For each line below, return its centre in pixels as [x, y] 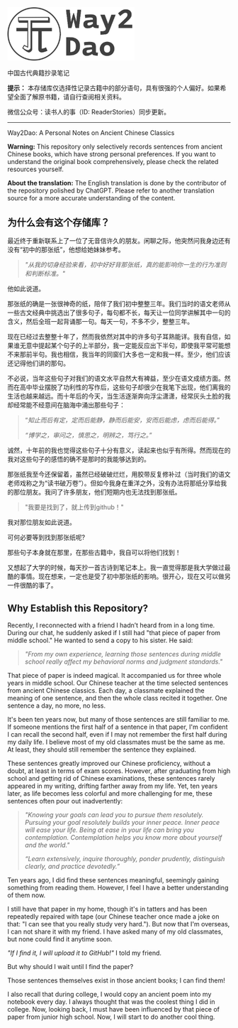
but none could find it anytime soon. [60, 939]
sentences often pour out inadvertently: [65, 801]
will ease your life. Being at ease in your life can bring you [109, 830]
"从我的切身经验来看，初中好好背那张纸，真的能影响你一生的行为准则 [125, 265]
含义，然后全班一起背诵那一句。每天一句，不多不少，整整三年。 [100, 322]
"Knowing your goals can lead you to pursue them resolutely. [114, 815]
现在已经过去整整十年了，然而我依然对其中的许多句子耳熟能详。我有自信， [116, 337]
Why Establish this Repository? [78, 608]
